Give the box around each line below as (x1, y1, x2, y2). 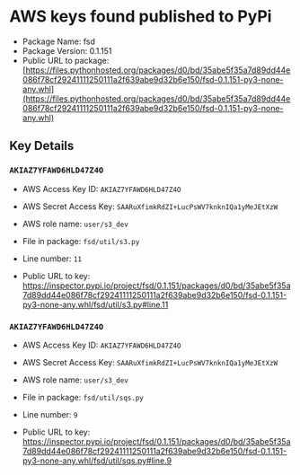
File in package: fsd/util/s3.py (22, 235, 140, 246)
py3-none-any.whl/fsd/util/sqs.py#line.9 (22, 455, 172, 466)
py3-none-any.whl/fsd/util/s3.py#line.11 (22, 299, 169, 310)
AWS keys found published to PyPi (9, 6, 272, 27)
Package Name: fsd (22, 36, 96, 47)
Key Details (9, 138, 75, 154)
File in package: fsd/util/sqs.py (22, 391, 144, 402)
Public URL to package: (22, 55, 110, 66)
